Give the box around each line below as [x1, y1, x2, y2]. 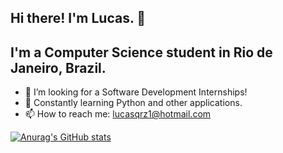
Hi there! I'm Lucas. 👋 [10, 10, 147, 27]
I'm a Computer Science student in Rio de [10, 44, 273, 61]
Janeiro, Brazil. [10, 59, 107, 76]
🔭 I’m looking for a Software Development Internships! [24, 86, 248, 98]
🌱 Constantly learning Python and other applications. [24, 97, 243, 109]
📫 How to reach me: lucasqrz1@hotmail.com [24, 108, 212, 120]
